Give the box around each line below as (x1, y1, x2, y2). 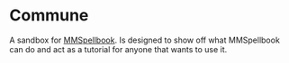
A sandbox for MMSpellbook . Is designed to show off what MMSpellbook (9, 35, 281, 45)
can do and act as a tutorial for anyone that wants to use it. (9, 43, 228, 54)
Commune (9, 5, 89, 26)
